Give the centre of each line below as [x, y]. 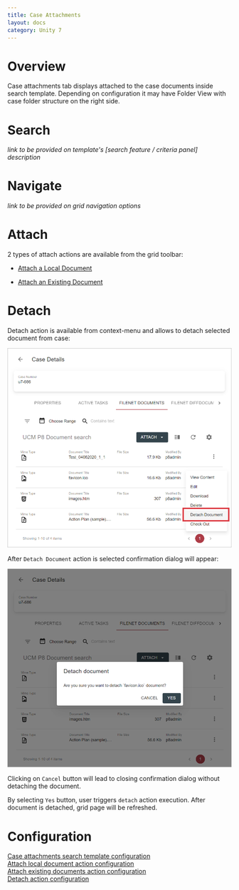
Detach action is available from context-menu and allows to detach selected [119, 331]
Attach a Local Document [55, 268]
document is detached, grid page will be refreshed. [83, 808]
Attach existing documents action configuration [77, 871]
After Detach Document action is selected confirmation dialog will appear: [113, 559]
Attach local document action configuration [71, 864]
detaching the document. [44, 786]
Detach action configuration [48, 879]
